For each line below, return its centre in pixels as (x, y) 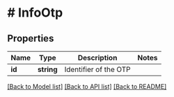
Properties (31, 38)
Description (97, 58)
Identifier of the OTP (97, 69)
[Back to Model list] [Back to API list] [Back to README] (87, 87)
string (47, 69)
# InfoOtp (35, 13)
